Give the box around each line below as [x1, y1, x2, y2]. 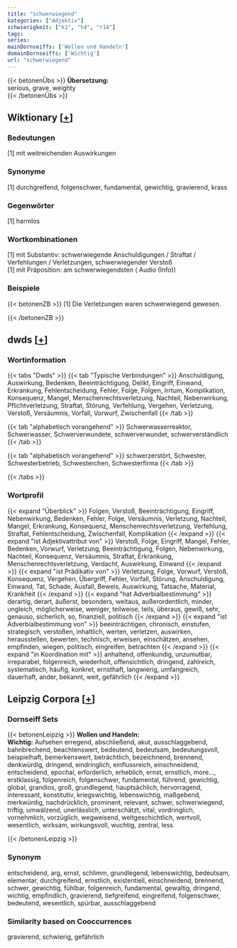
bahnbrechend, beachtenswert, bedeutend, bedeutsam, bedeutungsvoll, [7, 746, 220, 754]
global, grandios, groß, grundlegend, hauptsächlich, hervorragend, [7, 783, 202, 792]
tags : [7, 30, 23, 38]
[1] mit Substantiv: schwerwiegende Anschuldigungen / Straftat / [7, 250, 197, 259]
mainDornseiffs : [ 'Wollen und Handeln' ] [7, 43, 129, 50]
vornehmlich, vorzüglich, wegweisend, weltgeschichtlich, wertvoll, [7, 813, 202, 822]
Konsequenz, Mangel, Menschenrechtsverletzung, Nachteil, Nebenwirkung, [7, 394, 229, 402]
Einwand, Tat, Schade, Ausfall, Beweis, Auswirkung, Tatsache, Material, [7, 582, 216, 590]
